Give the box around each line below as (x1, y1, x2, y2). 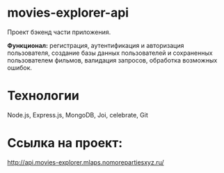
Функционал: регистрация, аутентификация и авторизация (7, 41, 184, 49)
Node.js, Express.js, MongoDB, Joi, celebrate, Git (7, 110, 148, 119)
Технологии (7, 88, 80, 104)
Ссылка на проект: (7, 135, 123, 151)
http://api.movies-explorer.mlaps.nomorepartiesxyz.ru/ (7, 158, 165, 166)
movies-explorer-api (7, 5, 129, 21)
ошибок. (7, 63, 33, 72)
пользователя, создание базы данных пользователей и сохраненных (7, 49, 214, 57)
